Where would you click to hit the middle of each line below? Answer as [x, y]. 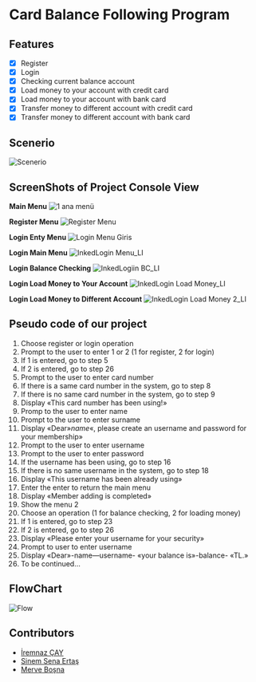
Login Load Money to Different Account [76, 299]
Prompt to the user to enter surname [81, 420]
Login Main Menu [38, 253]
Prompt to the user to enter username [83, 445]
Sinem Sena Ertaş [49, 660]
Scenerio [32, 142]
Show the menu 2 [49, 504]
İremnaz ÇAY [42, 652]
